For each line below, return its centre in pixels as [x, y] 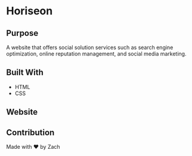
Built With [25, 73]
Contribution [30, 132]
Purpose [22, 33]
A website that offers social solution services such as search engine [90, 47]
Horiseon [30, 11]
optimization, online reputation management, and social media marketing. [96, 54]
